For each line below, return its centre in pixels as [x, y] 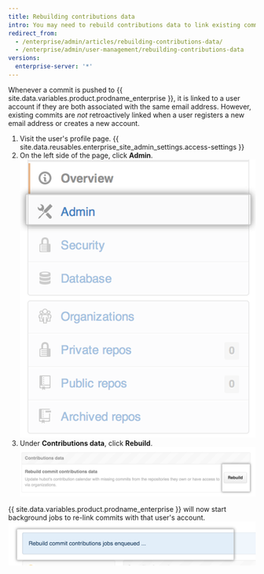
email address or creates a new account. [74, 123]
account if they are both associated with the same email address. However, [130, 106]
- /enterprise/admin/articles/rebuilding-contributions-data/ [119, 42]
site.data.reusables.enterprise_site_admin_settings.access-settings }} [132, 146]
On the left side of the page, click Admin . [86, 155]
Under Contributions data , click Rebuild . [86, 443]
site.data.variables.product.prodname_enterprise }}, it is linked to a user [124, 98]
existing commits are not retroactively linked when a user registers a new [126, 115]
